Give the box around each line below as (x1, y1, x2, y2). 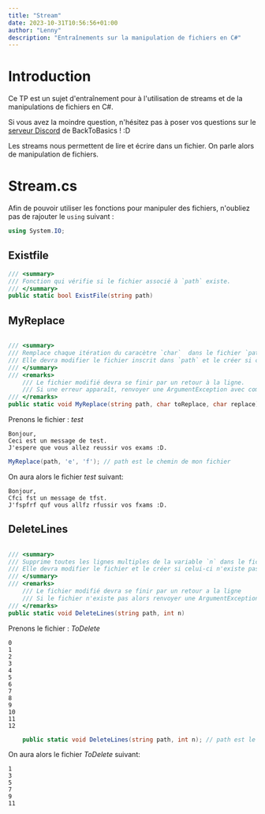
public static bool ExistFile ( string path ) (8, 292, 154, 300)
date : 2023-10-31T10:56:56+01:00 (8, 19, 118, 27)
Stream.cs (8, 177, 77, 195)
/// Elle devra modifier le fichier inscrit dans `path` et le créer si (8, 356, 252, 364)
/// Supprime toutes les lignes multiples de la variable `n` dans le (8, 558, 245, 566)
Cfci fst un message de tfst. (8, 494, 108, 502)
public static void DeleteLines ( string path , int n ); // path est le (22, 736, 256, 744)
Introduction (8, 68, 91, 85)
